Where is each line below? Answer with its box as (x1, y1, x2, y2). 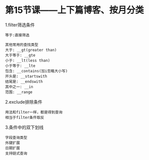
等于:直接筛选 (5, 33, 30, 38)
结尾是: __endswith (5, 79, 43, 84)
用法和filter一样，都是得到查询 (5, 109, 63, 114)
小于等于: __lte (5, 63, 36, 68)
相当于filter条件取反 (5, 115, 44, 120)
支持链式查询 (5, 151, 28, 156)
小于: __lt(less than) (5, 58, 50, 63)
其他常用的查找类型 (5, 42, 38, 47)
